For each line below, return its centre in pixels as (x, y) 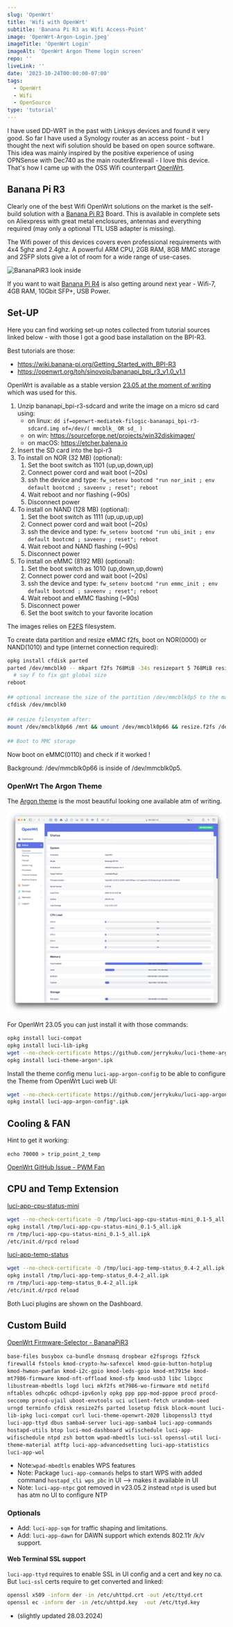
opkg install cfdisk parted (48, 661)
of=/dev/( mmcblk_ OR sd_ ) (103, 428)
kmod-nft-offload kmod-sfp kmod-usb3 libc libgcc (130, 1378)
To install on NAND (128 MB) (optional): (73, 509)
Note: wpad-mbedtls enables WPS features (76, 1465)
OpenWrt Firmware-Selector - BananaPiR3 (68, 1342)
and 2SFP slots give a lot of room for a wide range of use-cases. (100, 257)
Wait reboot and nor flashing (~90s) (79, 495)
